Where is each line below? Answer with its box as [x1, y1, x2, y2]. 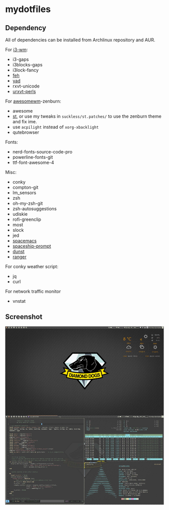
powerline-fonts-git [12, 154, 53, 160]
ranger [12, 254, 27, 260]
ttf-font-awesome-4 [12, 159, 54, 165]
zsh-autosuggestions [12, 206, 57, 212]
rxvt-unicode [12, 83, 40, 89]
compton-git [12, 185, 39, 190]
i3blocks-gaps [12, 62, 43, 67]
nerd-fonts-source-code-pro [12, 149, 73, 154]
